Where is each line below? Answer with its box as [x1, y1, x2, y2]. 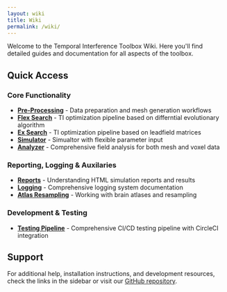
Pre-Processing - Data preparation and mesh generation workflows [17, 106, 212, 114]
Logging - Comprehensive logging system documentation [17, 183, 184, 191]
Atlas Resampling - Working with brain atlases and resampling [17, 191, 197, 199]
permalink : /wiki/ [7, 23, 60, 30]
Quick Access [7, 69, 69, 81]
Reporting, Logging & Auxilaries [7, 160, 117, 170]
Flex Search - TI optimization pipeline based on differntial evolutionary [17, 114, 220, 122]
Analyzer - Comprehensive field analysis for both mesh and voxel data [17, 143, 220, 151]
